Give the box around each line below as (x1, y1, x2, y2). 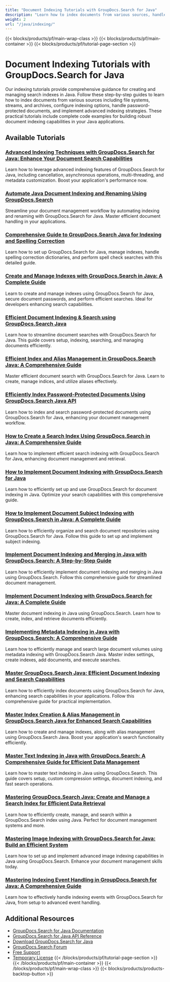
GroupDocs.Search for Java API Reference (12, 933, 102, 939)
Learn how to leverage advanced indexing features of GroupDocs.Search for (5, 166, 165, 173)
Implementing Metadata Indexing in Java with (5, 628, 120, 635)
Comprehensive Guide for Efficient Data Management (5, 758, 140, 765)
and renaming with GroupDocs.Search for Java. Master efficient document (5, 213, 161, 219)
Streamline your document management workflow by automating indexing (5, 208, 160, 214)
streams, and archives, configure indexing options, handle (5, 103, 126, 109)
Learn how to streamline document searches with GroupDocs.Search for (5, 332, 156, 338)
